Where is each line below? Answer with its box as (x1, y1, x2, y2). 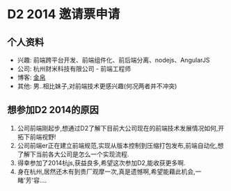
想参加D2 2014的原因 (7, 104, 99, 116)
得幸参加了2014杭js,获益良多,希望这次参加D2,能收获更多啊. (17, 158, 186, 167)
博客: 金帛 (17, 74, 46, 81)
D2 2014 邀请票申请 (7, 6, 120, 22)
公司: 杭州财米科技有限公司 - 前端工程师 (17, 65, 132, 73)
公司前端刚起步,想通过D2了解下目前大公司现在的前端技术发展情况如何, (17, 124, 218, 132)
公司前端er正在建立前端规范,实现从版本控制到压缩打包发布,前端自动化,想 (17, 141, 224, 149)
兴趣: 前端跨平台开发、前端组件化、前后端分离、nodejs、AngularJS (17, 56, 210, 64)
